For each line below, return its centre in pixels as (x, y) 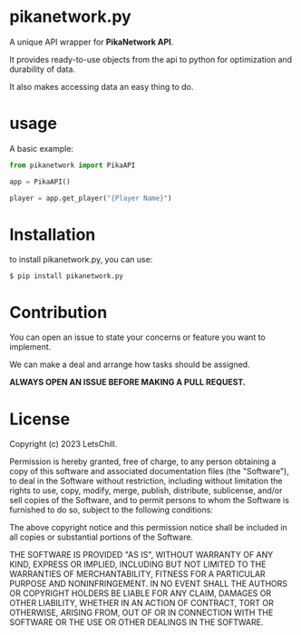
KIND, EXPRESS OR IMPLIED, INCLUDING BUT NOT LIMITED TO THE (138, 564)
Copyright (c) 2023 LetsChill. (63, 444)
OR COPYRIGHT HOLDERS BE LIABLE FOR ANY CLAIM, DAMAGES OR (141, 593)
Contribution (58, 312)
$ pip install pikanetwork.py (67, 276)
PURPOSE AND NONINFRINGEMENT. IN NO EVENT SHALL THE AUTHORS (149, 584)
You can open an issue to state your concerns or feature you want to (137, 337)
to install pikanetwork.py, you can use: (81, 260)
